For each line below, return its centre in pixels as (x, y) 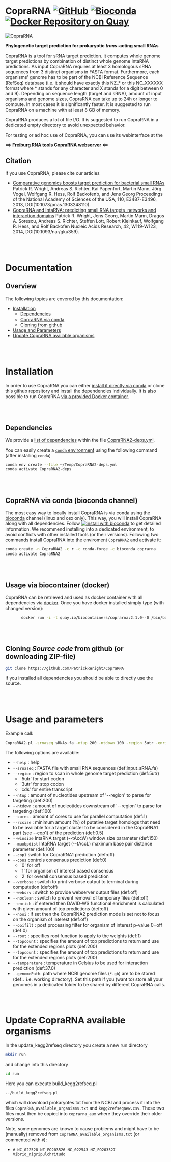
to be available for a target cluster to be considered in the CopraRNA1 (85, 827)
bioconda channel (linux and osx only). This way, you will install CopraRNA (83, 518)
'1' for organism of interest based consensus (67, 871)
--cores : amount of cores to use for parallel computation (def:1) (80, 816)
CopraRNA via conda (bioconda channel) (72, 500)
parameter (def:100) (34, 849)
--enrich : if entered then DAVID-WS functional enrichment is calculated (88, 903)
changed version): (24, 608)
